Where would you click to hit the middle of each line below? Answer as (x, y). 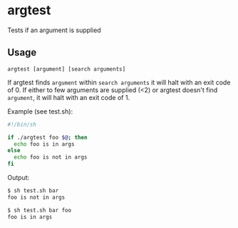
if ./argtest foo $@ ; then (47, 137)
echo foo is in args (44, 144)
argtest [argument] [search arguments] (67, 69)
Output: (19, 178)
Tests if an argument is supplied (54, 30)
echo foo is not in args (51, 157)
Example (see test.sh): (40, 111)
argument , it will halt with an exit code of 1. (69, 97)
